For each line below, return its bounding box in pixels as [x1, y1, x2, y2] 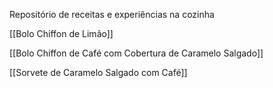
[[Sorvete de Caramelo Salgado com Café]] [9, 67, 188, 78]
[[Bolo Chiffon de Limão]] [9, 28, 114, 39]
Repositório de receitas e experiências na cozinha [9, 9, 215, 20]
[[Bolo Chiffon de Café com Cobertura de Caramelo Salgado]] [9, 47, 264, 59]
